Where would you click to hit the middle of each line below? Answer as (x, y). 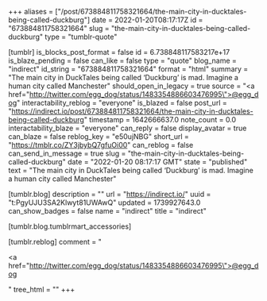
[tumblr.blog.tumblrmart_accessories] (70, 226)
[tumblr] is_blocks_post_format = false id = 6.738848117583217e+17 (119, 52)
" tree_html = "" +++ (42, 289)
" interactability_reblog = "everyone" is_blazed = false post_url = (122, 103)
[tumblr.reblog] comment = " (55, 242)
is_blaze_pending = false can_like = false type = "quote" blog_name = (122, 60)
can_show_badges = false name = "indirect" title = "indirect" (107, 211)
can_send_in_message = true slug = (67, 153)
